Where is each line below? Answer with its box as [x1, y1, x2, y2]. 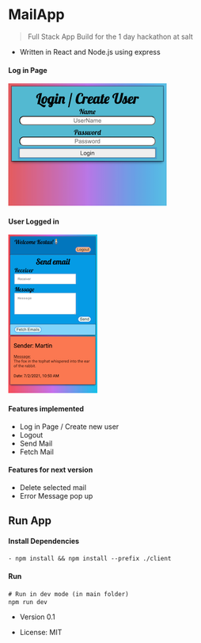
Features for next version [8, 465, 93, 475]
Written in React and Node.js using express [19, 47, 161, 56]
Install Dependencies [8, 536, 80, 545]
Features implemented [8, 404, 85, 413]
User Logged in [8, 216, 59, 226]
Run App [8, 514, 52, 528]
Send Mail [19, 438, 53, 448]
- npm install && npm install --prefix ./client [8, 555, 172, 563]
